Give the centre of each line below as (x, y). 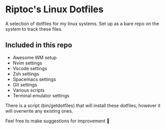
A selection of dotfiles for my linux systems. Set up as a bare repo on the (82, 24)
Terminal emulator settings (41, 95)
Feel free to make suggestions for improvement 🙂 (58, 121)
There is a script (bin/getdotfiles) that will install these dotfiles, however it (83, 105)
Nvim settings (27, 63)
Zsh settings (26, 74)
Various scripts (29, 90)
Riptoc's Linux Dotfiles (54, 9)
